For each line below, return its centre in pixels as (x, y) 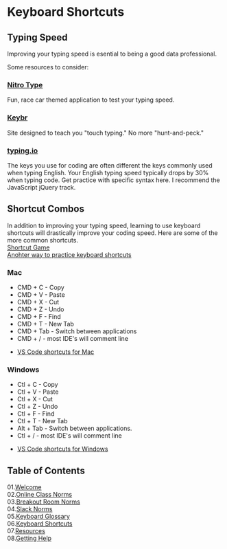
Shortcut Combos (46, 209)
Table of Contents (46, 470)
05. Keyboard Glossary (39, 517)
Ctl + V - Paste (38, 392)
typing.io (23, 150)
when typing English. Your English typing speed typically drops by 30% (108, 172)
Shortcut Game (28, 247)
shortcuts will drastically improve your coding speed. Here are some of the (112, 233)
